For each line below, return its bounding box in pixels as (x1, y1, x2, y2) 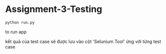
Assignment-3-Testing (5, 3, 102, 15)
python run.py (5, 20, 35, 25)
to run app (5, 28, 27, 34)
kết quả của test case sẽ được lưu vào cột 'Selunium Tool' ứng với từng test (5, 38, 161, 44)
